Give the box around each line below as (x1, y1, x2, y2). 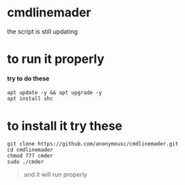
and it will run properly (23, 171, 87, 179)
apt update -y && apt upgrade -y (7, 89, 102, 96)
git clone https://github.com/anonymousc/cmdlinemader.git (7, 141, 179, 147)
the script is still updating (7, 27, 79, 35)
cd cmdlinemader (7, 147, 53, 154)
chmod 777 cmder (7, 152, 53, 160)
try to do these (7, 74, 50, 83)
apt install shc (7, 96, 53, 102)
